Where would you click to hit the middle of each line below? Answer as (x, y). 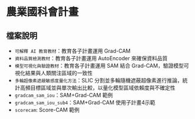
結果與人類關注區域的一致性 (59, 73)
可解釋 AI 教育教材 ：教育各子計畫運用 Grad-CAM (73, 51)
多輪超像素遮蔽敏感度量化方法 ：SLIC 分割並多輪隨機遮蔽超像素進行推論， (99, 80)
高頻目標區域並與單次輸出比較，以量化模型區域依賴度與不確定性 (97, 88)
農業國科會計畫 (43, 12)
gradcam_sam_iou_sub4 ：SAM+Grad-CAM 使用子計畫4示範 (85, 103)
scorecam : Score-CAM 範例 (47, 110)
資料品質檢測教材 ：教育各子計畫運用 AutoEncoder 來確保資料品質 (91, 58)
